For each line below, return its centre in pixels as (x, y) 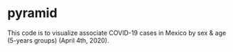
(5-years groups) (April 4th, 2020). (58, 40)
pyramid (33, 13)
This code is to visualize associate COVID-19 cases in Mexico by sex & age (117, 33)
